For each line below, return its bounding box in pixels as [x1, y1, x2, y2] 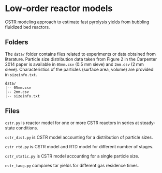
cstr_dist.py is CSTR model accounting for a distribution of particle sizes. [5, 134, 153, 140]
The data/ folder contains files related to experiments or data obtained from [5, 51, 156, 57]
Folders [5, 38, 29, 47]
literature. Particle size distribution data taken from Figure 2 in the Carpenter [5, 56, 157, 62]
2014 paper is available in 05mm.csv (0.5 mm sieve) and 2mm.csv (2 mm [5, 61, 144, 67]
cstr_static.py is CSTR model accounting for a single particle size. [5, 153, 139, 159]
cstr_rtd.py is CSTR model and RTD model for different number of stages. [5, 143, 154, 149]
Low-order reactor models [5, 3, 113, 14]
